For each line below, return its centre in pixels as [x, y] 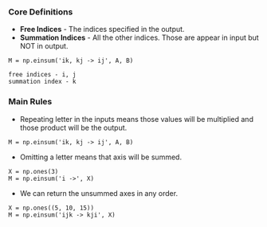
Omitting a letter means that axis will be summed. [100, 157]
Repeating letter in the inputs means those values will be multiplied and [136, 119]
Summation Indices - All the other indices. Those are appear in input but [139, 37]
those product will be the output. [73, 127]
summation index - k [43, 82]
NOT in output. [44, 46]
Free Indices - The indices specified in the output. [102, 29]
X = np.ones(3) [33, 171]
